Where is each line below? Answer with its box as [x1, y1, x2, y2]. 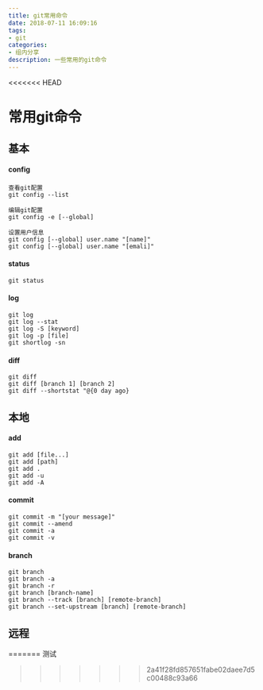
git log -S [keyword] [8, 325, 80, 333]
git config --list [8, 191, 69, 199]
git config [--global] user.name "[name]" [8, 235, 151, 243]
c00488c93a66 [146, 673, 199, 683]
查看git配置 [8, 183, 44, 191]
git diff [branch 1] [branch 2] [8, 380, 115, 388]
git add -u [8, 472, 44, 480]
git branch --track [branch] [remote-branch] [8, 596, 161, 604]
